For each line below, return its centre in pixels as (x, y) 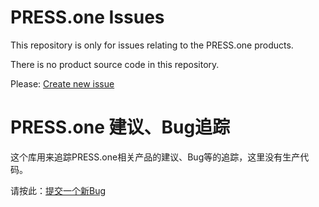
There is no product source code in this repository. (115, 64)
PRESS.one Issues (87, 17)
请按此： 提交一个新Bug (58, 190)
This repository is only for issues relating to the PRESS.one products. (152, 45)
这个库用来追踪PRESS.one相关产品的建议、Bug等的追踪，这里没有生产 (155, 157)
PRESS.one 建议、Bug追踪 (120, 127)
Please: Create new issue (62, 83)
